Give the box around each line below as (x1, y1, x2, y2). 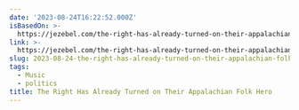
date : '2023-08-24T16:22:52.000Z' (9, 12, 138, 22)
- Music (17, 71, 46, 80)
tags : (9, 63, 29, 72)
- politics (17, 79, 58, 88)
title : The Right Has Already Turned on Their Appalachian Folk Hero (9, 87, 273, 96)
